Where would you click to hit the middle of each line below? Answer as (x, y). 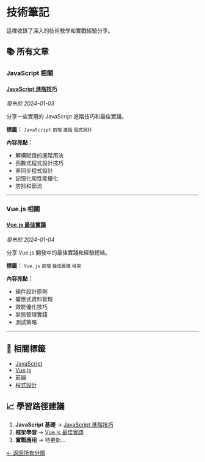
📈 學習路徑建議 (36, 406)
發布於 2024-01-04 (31, 239)
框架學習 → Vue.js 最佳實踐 (49, 432)
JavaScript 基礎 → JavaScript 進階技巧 (64, 425)
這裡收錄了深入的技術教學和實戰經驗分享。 (60, 31)
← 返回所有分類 (26, 453)
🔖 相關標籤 (26, 348)
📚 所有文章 (28, 52)
